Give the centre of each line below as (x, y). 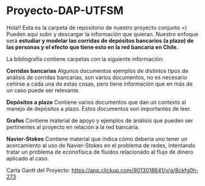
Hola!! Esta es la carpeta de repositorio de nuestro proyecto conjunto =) (97, 28)
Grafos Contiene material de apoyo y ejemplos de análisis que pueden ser (100, 121)
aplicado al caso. (28, 158)
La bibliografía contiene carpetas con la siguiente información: (85, 59)
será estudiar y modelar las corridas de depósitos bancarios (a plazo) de (100, 40)
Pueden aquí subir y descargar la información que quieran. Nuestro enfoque (102, 34)
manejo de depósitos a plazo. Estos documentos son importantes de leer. (99, 108)
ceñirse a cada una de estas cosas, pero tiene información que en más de (99, 84)
